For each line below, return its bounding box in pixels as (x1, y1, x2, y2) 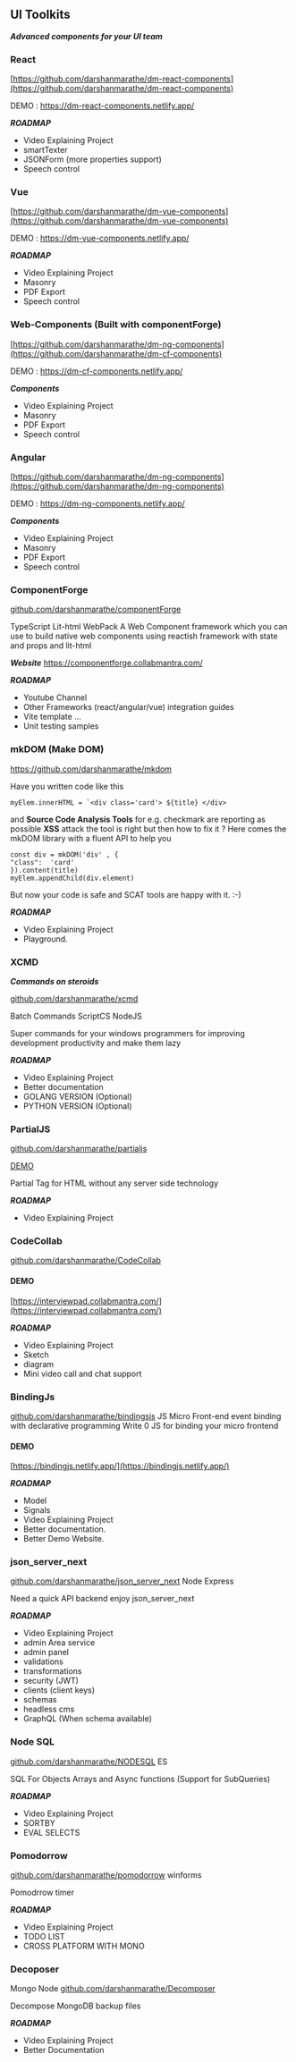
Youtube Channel (22, 692, 88, 703)
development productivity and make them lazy (10, 1037, 182, 1048)
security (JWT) (22, 1676, 80, 1686)
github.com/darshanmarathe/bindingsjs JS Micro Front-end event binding (10, 1410, 282, 1421)
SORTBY (22, 1817, 56, 1828)
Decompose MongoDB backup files (10, 2000, 141, 2011)
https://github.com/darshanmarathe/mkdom (10, 764, 173, 774)
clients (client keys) (22, 1685, 96, 1695)
